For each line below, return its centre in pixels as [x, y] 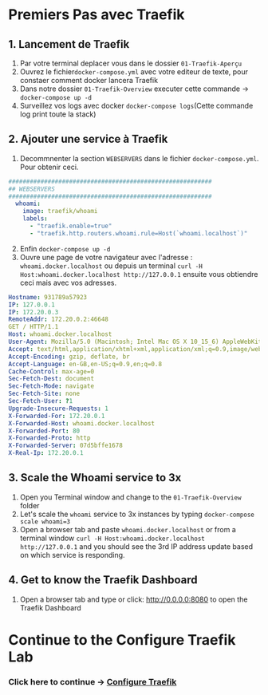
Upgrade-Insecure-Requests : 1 [59, 409]
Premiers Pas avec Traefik [97, 15]
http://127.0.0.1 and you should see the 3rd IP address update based [136, 546]
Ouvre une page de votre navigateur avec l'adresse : [106, 257]
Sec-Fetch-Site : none [44, 394]
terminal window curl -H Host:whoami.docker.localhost [112, 538]
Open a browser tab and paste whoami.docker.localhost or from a [128, 529]
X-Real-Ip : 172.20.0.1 [46, 453]
